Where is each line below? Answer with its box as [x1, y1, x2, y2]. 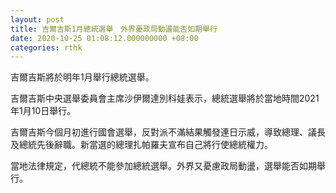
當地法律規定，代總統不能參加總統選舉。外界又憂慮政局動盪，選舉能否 [10, 160, 300, 172]
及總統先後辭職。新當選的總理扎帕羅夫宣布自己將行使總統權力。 [10, 139, 273, 151]
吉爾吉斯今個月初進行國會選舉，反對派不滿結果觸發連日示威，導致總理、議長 [10, 126, 326, 138]
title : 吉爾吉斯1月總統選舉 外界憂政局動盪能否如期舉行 [10, 24, 218, 34]
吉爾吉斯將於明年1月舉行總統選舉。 [10, 71, 155, 83]
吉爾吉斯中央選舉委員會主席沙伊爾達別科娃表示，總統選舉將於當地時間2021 [10, 92, 320, 105]
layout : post [10, 14, 65, 25]
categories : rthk [10, 42, 83, 53]
